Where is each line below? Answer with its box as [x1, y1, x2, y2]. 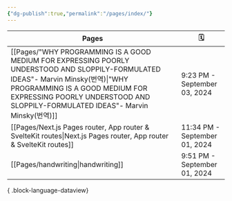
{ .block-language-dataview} [7, 186, 89, 194]
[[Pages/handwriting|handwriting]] [10, 159, 124, 169]
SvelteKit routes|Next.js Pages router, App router [10, 131, 169, 141]
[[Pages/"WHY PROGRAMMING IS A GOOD [10, 46, 151, 56]
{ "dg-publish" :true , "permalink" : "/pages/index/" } [7, 10, 153, 17]
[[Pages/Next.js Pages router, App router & [10, 122, 150, 132]
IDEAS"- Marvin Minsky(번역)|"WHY [10, 74, 129, 84]
